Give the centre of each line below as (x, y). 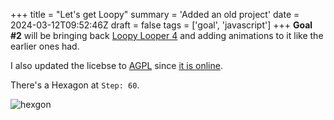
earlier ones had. (45, 46)
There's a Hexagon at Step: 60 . (75, 85)
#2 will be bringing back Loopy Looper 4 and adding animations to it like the (167, 35)
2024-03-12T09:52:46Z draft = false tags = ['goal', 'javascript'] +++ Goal (161, 25)
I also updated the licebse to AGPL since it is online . (116, 65)
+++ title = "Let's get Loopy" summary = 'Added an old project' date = (155, 14)
